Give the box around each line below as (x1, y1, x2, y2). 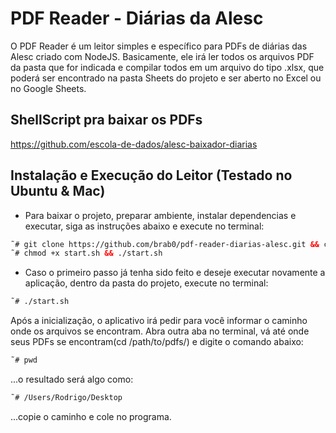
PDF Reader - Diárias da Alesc (10, 7, 264, 30)
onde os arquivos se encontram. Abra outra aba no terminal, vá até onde (10, 325, 310, 337)
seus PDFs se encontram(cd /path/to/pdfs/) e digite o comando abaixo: (10, 336, 304, 348)
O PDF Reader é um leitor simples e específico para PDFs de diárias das (10, 40, 308, 52)
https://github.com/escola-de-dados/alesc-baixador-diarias (10, 138, 258, 150)
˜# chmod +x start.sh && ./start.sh (10, 248, 163, 259)
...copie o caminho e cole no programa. (10, 410, 172, 422)
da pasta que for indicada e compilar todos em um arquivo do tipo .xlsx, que (10, 61, 325, 73)
